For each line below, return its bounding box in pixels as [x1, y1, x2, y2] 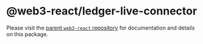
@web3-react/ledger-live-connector [6, 4, 198, 18]
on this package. [6, 30, 49, 37]
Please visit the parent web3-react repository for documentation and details [6, 24, 195, 31]
